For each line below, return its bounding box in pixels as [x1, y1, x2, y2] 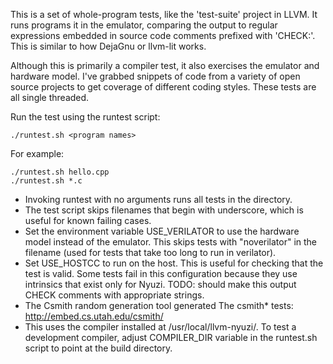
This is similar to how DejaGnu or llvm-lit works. [10, 40, 207, 52]
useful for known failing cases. [24, 215, 152, 226]
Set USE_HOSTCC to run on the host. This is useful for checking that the [24, 257, 324, 269]
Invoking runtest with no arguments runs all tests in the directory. [24, 194, 293, 205]
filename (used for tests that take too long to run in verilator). [24, 247, 277, 258]
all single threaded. [10, 92, 90, 103]
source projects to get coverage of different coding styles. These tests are [10, 81, 317, 93]
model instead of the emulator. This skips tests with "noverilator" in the [24, 236, 318, 248]
